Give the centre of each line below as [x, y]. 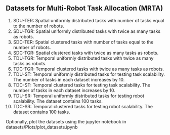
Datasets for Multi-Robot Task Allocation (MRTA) [84, 8]
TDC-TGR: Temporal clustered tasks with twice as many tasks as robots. [88, 69]
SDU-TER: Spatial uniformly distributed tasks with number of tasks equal [89, 20]
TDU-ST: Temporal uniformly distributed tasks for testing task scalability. [89, 74]
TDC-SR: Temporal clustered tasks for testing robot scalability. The [83, 106]
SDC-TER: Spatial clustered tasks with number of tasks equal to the [83, 42]
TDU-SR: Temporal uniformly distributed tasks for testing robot [79, 96]
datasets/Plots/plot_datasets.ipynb [42, 127]
